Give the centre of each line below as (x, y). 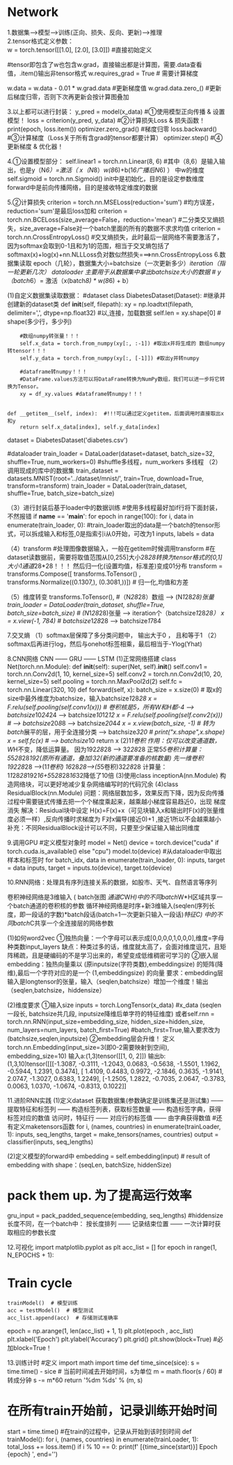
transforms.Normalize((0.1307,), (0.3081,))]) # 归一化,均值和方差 (98, 582)
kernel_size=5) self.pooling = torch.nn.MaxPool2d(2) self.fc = (95, 681)
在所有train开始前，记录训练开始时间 (112, 1411)
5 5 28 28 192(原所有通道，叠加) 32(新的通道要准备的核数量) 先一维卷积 (105, 758)
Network (33, 12)
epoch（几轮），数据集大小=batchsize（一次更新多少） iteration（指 (129, 263)
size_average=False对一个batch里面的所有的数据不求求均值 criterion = (120, 228)
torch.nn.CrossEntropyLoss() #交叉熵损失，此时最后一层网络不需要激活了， (115, 237)
